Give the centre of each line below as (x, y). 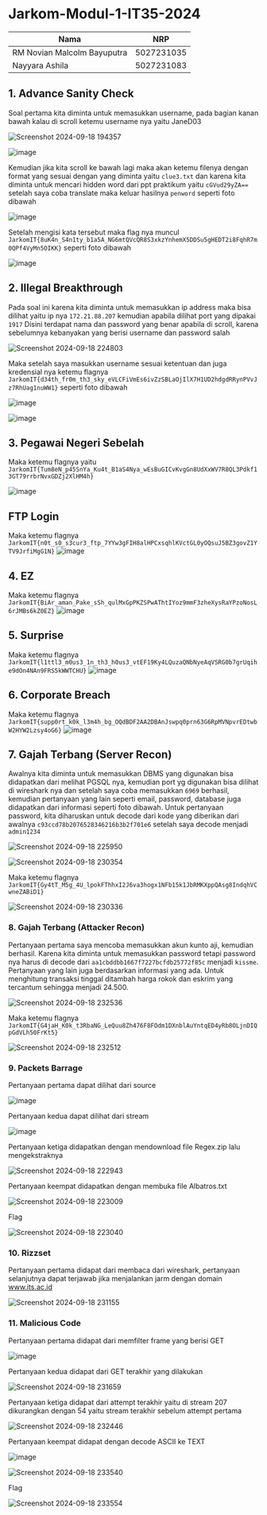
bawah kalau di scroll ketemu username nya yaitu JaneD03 (105, 121)
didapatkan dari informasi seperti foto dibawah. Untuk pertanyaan (116, 807)
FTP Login (34, 517)
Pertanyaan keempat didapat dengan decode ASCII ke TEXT (107, 1441)
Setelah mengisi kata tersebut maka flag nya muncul (94, 232)
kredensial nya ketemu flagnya (58, 371)
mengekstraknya (36, 1156)
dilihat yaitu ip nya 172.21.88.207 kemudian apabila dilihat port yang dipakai (132, 316)
